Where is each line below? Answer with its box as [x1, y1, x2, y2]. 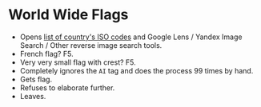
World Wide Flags [8, 6, 129, 24]
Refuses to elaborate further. [19, 82, 115, 93]
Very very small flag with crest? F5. [19, 57, 136, 67]
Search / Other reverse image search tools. [19, 40, 163, 50]
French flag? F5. [19, 49, 74, 58]
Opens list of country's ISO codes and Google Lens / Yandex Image [19, 32, 243, 42]
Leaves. [19, 91, 46, 101]
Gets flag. [19, 74, 53, 84]
